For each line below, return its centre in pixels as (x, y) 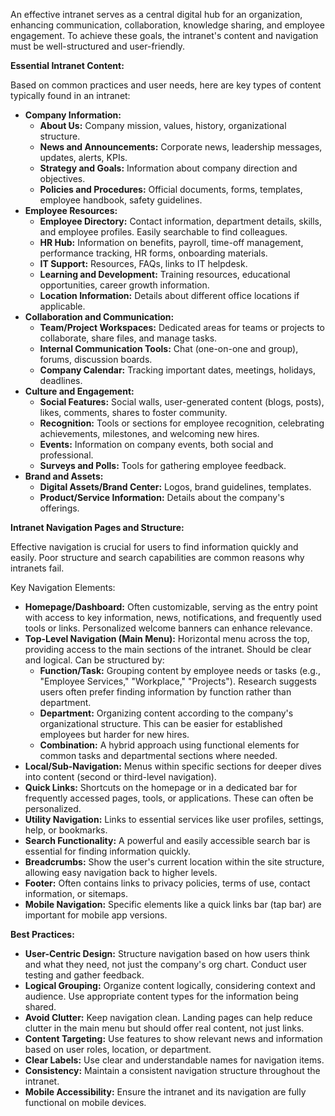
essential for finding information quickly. (107, 851)
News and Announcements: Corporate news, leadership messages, (181, 147)
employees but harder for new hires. (114, 734)
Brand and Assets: (64, 476)
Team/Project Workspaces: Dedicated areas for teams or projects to (182, 327)
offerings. (59, 508)
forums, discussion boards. (96, 359)
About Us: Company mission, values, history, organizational (163, 125)
